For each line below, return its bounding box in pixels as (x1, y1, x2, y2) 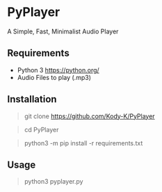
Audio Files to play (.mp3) (17, 73, 92, 81)
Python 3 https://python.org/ (17, 65, 99, 74)
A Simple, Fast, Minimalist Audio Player (7, 27, 119, 35)
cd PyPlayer (24, 125, 59, 134)
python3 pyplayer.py (24, 177, 83, 186)
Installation (7, 93, 57, 105)
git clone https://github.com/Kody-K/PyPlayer (24, 112, 155, 120)
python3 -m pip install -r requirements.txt (24, 138, 143, 147)
